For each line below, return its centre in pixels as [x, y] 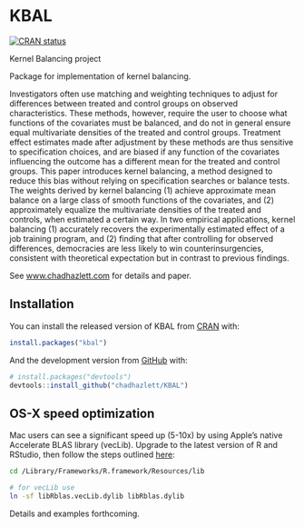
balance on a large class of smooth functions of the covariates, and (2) [142, 200]
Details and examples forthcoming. [75, 513]
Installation [42, 304]
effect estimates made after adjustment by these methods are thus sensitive [152, 142]
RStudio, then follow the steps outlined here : [92, 454]
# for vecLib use [42, 488]
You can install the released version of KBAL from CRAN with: [125, 326]
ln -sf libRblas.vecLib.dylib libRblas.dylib [97, 496]
